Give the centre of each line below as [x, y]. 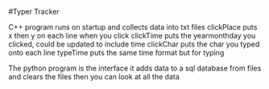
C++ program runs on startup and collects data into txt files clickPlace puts [133, 27]
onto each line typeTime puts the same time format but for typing [116, 53]
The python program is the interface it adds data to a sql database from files [135, 68]
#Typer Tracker [34, 12]
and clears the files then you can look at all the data [94, 77]
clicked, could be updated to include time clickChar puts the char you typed [134, 44]
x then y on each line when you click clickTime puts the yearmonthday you [132, 36]
